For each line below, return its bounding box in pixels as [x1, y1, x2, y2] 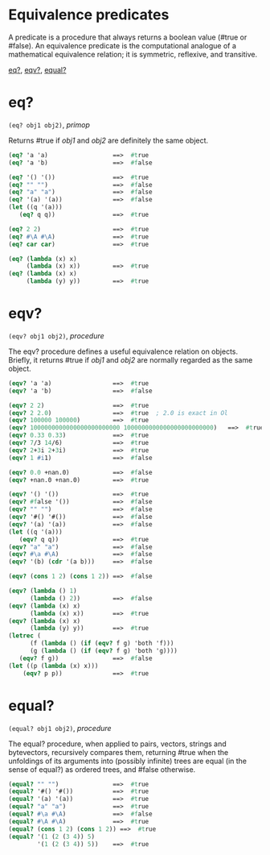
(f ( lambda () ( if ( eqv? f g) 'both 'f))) [29, 639, 174, 648]
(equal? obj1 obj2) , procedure [8, 723, 112, 733]
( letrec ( [8, 632, 42, 640]
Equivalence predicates [8, 6, 170, 24]
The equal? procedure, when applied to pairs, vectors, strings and [8, 739, 227, 749]
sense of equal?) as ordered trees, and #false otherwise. [8, 764, 196, 774]
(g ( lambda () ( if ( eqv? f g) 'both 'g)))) [29, 647, 178, 655]
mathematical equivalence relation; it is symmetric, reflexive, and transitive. [8, 49, 258, 59]
